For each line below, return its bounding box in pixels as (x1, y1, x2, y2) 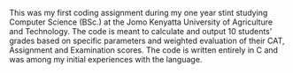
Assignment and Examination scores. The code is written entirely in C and (9, 45, 279, 55)
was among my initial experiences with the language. (9, 55, 203, 64)
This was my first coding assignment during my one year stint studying (9, 8, 268, 18)
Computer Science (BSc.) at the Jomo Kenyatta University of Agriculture (9, 17, 273, 27)
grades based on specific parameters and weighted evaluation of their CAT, (9, 35, 285, 46)
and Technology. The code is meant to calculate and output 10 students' (9, 26, 273, 36)
